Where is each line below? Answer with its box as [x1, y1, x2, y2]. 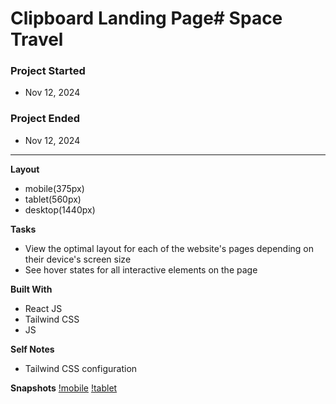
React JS [24, 302, 63, 314]
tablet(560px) [24, 193, 82, 205]
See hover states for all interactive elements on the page [24, 263, 258, 276]
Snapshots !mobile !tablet [10, 382, 118, 394]
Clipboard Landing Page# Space [10, 7, 283, 30]
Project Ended [10, 112, 81, 126]
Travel [10, 28, 64, 51]
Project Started [10, 64, 86, 78]
